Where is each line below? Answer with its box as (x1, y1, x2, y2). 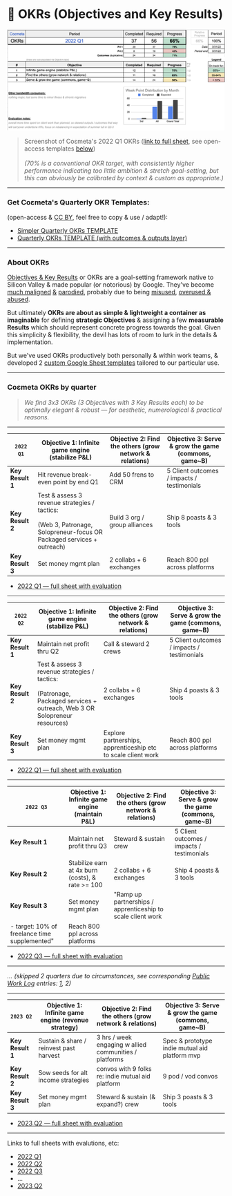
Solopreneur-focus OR (37, 528, 103, 536)
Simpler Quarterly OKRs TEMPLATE (17, 227, 119, 235)
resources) (37, 719, 69, 728)
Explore (103, 728, 126, 737)
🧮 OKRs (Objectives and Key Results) (7, 6, 223, 22)
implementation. (7, 338, 53, 346)
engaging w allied (96, 1040, 147, 1049)
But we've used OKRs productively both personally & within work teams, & (7, 352, 219, 360)
